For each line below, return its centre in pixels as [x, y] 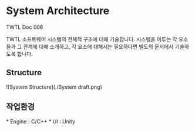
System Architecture [58, 11]
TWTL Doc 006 [25, 27]
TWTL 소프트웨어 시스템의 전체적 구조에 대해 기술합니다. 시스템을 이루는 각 [92, 39]
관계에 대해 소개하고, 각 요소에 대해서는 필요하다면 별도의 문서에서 [98, 46]
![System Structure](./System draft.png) [54, 87]
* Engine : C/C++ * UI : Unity [41, 121]
